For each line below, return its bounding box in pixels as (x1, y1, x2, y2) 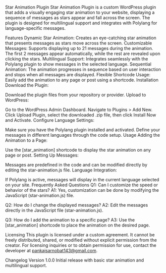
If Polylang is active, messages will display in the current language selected (5, 177, 160, 182)
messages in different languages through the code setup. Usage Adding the (5, 132, 160, 138)
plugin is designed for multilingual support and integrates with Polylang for (5, 20, 158, 26)
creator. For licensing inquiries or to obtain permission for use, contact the (5, 242, 157, 248)
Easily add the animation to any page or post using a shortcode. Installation (5, 77, 159, 83)
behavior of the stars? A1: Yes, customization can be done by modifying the (5, 187, 159, 193)
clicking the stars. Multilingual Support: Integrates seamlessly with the (5, 56, 148, 61)
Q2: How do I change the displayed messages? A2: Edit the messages (5, 202, 148, 208)
